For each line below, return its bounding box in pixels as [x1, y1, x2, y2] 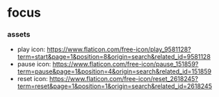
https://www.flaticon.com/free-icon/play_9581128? [47, 45, 191, 53]
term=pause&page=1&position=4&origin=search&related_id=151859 [17, 67, 212, 76]
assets [7, 30, 31, 39]
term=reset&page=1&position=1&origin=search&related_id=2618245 [17, 82, 212, 91]
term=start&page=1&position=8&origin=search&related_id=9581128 [17, 53, 211, 61]
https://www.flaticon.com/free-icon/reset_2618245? [49, 75, 198, 83]
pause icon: [17, 60, 51, 69]
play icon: [17, 45, 46, 53]
